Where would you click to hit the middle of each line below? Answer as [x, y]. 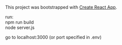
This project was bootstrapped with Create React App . [61, 7]
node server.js [20, 27]
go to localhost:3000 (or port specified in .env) [53, 37]
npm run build [19, 22]
